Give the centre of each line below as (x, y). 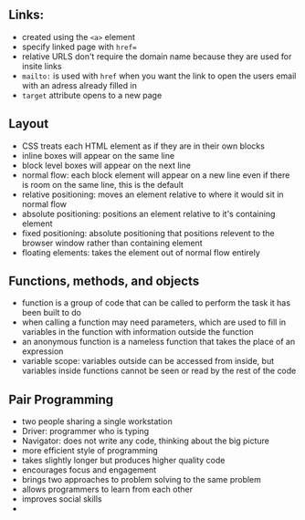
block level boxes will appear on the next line (106, 165)
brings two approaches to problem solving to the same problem (142, 480)
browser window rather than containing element (112, 243)
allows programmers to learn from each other (107, 489)
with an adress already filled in (79, 85)
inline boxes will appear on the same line (98, 155)
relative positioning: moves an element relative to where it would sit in (152, 194)
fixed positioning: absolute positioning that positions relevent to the (148, 233)
